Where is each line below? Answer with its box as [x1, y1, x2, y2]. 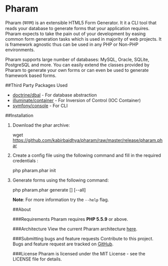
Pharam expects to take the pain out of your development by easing [5, 31, 146, 37]
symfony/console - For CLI [12, 103, 68, 109]
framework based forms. [5, 72, 57, 78]
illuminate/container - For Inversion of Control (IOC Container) [12, 97, 141, 103]
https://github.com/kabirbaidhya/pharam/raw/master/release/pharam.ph [12, 137, 163, 143]
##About [12, 206, 31, 212]
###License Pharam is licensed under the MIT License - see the [12, 250, 146, 256]
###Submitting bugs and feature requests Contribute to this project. [12, 235, 154, 241]
